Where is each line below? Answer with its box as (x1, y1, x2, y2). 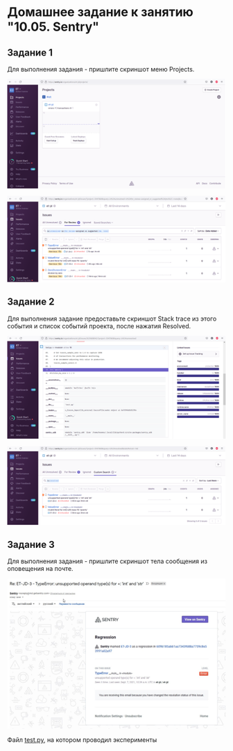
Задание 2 (7, 296, 55, 308)
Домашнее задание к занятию (7, 4, 194, 20)
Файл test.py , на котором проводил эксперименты (7, 736, 157, 744)
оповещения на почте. (7, 565, 74, 573)
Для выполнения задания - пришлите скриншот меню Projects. (7, 65, 195, 73)
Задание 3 (7, 538, 55, 550)
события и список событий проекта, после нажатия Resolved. (7, 321, 191, 330)
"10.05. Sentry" (7, 19, 99, 35)
